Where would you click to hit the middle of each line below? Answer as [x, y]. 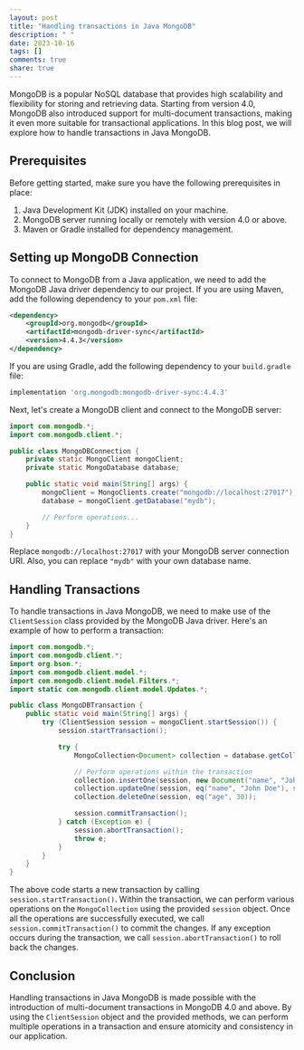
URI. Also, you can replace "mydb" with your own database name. [130, 561]
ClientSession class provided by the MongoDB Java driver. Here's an [138, 621]
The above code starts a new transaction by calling [105, 890]
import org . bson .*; [46, 663]
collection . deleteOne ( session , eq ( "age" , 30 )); [165, 797]
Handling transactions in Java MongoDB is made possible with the [133, 997]
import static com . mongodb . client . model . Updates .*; [109, 689]
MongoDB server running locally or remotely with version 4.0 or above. [155, 219]
